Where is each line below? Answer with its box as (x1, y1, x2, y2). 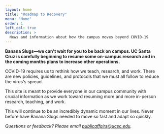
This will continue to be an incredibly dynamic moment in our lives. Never (5, 108, 154, 114)
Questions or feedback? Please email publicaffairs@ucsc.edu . (5, 123, 132, 129)
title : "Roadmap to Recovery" (5, 12, 67, 17)
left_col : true (5, 26, 36, 31)
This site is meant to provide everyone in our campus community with (5, 88, 147, 94)
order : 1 (5, 21, 23, 26)
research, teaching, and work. (5, 99, 66, 104)
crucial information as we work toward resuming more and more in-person (5, 93, 156, 99)
